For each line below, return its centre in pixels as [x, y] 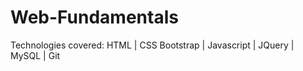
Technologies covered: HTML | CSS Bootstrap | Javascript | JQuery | [152, 45]
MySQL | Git [35, 55]
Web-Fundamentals [94, 17]
